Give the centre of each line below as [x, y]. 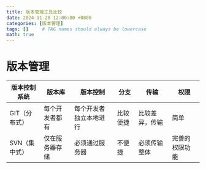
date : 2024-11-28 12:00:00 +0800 [49, 18]
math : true [20, 35]
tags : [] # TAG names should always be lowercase [77, 29]
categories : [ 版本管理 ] [35, 23]
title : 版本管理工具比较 [34, 12]
